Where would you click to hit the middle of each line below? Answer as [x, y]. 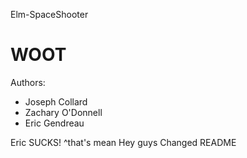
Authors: [28, 82]
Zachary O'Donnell [63, 112]
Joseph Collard [56, 101]
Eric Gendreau [54, 123]
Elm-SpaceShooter [49, 14]
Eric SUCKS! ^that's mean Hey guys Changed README [123, 142]
